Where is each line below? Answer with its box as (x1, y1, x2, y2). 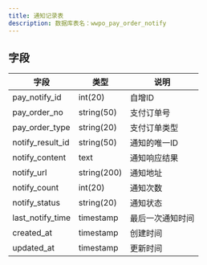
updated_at (12, 243, 55, 254)
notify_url (12, 167, 47, 178)
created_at (12, 227, 53, 238)
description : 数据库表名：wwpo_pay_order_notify (8, 19, 167, 27)
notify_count (12, 182, 59, 194)
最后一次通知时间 (129, 213, 195, 224)
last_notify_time (12, 212, 71, 223)
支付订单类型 (129, 122, 179, 133)
